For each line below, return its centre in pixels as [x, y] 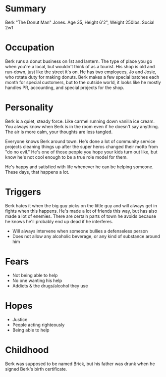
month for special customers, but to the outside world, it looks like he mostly [83, 82]
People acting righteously [38, 325]
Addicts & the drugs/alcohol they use [50, 285]
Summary [26, 9]
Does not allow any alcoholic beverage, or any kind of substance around [86, 236]
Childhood [27, 350]
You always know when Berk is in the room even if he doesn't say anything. [82, 126]
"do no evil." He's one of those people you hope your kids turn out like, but [81, 152]
